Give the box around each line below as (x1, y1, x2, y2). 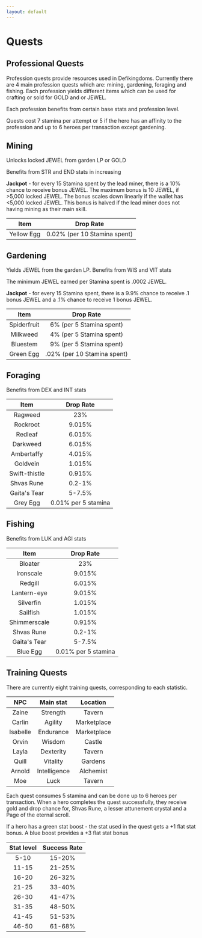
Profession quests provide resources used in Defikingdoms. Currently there (6, 75, 194, 82)
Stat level (9, 843, 37, 851)
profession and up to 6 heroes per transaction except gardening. (6, 123, 167, 130)
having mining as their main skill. (6, 206, 87, 213)
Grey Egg (14, 498, 40, 507)
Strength (41, 708, 66, 716)
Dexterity (40, 747, 67, 755)
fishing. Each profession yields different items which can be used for (6, 87, 176, 94)
